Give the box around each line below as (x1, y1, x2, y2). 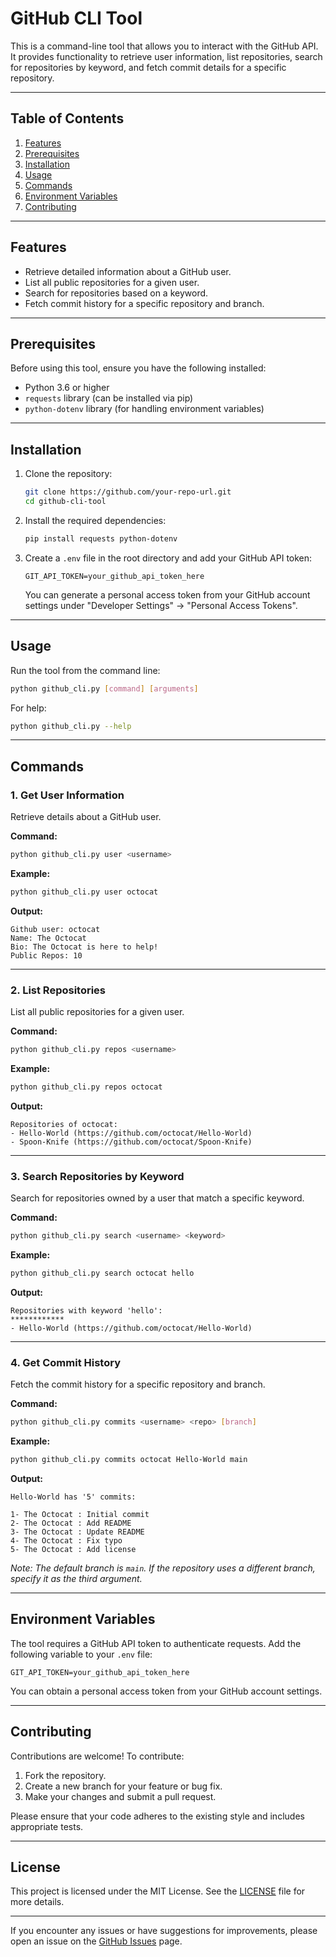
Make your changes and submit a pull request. (24, 1790, 217, 1802)
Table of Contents (10, 110, 125, 127)
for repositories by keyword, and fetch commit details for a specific (10, 61, 287, 73)
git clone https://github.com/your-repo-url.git (24, 487, 232, 497)
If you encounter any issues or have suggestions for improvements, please (10, 1925, 318, 1937)
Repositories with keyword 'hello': (10, 1305, 163, 1316)
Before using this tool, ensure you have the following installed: (10, 362, 267, 374)
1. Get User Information (10, 788, 125, 802)
